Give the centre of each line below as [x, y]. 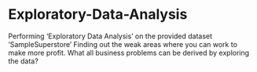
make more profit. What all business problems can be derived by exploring [129, 52]
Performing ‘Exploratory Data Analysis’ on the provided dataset [110, 36]
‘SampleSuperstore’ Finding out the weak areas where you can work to [123, 44]
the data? [24, 61]
